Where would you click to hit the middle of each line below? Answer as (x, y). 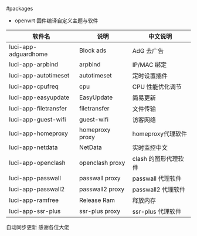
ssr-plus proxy (100, 211)
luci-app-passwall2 (37, 189)
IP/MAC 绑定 (150, 65)
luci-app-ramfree (34, 200)
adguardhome (28, 54)
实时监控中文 (150, 148)
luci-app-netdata (33, 147)
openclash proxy (102, 163)
